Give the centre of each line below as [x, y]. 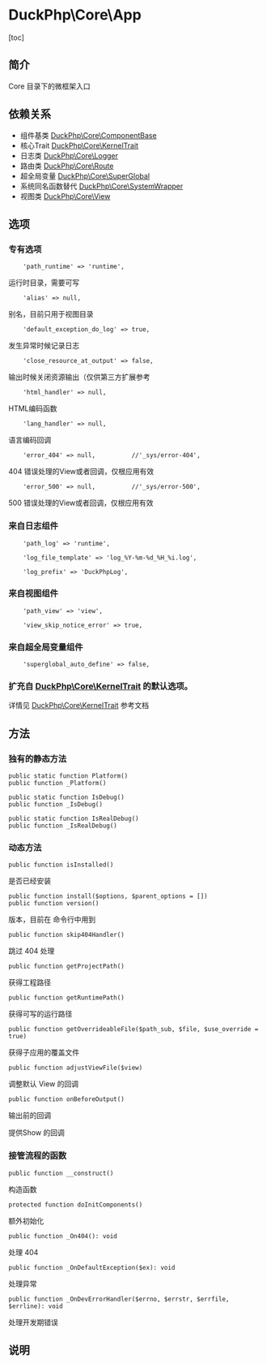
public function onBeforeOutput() [67, 1099]
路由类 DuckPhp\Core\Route [67, 166]
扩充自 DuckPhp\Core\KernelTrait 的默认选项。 [100, 686]
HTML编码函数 [33, 408]
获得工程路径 [30, 982]
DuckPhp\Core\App [75, 15]
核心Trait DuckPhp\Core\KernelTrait [79, 145]
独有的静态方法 [38, 758]
